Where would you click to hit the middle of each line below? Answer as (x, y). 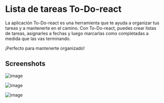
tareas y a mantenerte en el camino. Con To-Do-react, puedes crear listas (81, 28)
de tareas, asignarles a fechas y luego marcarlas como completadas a (77, 33)
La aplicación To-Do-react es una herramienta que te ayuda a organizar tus (82, 23)
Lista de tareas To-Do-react (63, 9)
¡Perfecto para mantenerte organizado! (45, 48)
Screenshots (25, 64)
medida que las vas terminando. (38, 39)
